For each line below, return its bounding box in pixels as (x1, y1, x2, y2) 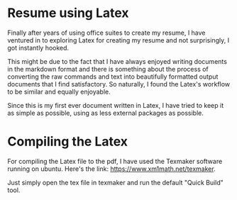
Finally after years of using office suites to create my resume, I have (7, 28, 206, 37)
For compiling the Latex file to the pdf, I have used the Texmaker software (7, 157, 223, 165)
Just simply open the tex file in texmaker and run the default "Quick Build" (7, 178, 224, 187)
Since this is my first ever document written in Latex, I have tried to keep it (7, 101, 224, 109)
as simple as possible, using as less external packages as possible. (7, 109, 204, 117)
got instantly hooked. (7, 43, 70, 52)
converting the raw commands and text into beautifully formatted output (7, 72, 219, 81)
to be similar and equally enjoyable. (7, 87, 111, 96)
